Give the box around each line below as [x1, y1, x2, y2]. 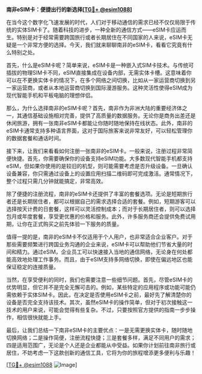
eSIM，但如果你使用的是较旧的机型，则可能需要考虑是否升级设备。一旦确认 [6, 163, 193, 169]
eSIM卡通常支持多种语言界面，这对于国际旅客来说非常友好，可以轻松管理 [6, 127, 188, 134]
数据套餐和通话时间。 [11, 135, 64, 142]
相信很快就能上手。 [16, 314, 64, 321]
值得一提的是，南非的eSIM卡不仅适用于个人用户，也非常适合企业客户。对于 [6, 233, 193, 240]
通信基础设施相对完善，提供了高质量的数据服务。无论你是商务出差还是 [22, 112, 196, 119]
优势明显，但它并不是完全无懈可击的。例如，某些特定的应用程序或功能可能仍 [6, 284, 196, 291]
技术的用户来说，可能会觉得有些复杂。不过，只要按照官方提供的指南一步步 [6, 307, 191, 313]
